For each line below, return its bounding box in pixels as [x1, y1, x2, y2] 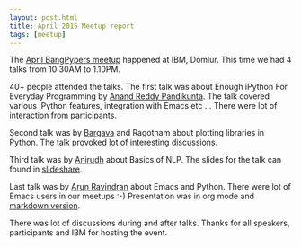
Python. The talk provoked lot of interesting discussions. [9, 137, 218, 148]
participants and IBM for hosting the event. [9, 227, 168, 238]
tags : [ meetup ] [9, 30, 66, 39]
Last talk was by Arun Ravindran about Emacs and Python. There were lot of [9, 181, 292, 192]
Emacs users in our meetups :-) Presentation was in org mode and [9, 190, 254, 202]
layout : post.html [9, 13, 78, 22]
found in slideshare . [9, 163, 83, 175]
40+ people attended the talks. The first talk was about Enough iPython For [9, 82, 288, 93]
